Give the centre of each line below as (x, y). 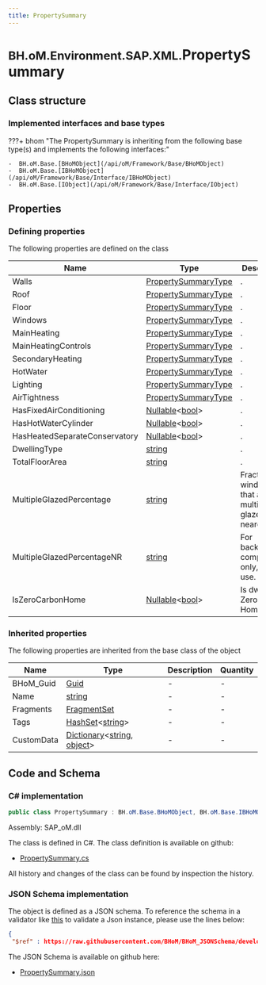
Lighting (27, 385)
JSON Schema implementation (68, 894)
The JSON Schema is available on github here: (84, 957)
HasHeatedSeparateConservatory (75, 436)
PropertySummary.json (57, 972)
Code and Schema (54, 773)
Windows (30, 320)
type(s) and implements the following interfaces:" (89, 149)
